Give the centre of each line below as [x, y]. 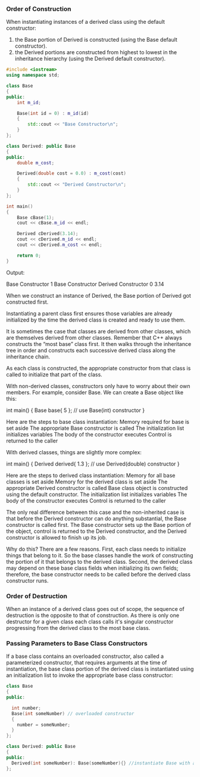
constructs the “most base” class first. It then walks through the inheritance [99, 344]
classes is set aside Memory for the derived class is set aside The [87, 482]
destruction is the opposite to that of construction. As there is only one [93, 615]
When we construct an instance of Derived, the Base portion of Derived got [99, 295]
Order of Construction [39, 9]
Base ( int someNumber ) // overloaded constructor [73, 713]
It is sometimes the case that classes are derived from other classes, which [99, 331]
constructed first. [27, 302]
